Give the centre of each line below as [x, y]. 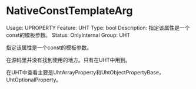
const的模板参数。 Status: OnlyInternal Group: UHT [68, 35]
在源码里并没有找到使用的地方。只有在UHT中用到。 [68, 60]
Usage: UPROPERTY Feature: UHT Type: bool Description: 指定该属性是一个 [98, 28]
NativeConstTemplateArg [69, 11]
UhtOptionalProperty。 [34, 80]
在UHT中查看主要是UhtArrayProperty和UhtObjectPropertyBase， [85, 72]
